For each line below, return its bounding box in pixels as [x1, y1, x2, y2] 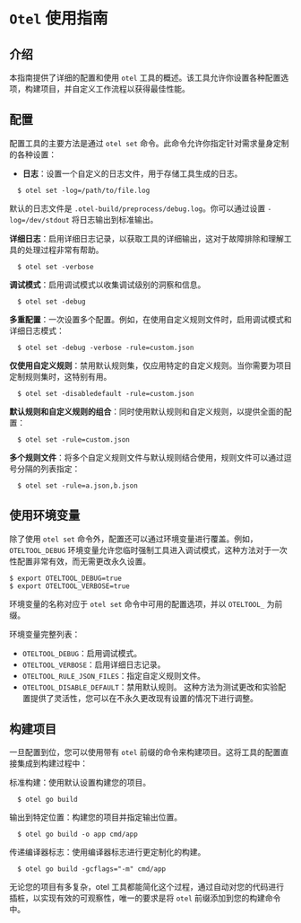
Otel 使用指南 [9, 8, 108, 29]
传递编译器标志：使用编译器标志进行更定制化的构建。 [9, 847, 206, 857]
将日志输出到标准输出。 [71, 214, 159, 224]
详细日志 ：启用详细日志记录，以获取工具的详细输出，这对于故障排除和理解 [9, 233, 284, 243]
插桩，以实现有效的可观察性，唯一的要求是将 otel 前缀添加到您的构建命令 [9, 892, 281, 903]
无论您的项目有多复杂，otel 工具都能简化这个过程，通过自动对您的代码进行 [9, 882, 285, 892]
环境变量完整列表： [9, 629, 81, 639]
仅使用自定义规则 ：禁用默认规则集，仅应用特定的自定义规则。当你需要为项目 [9, 360, 292, 371]
